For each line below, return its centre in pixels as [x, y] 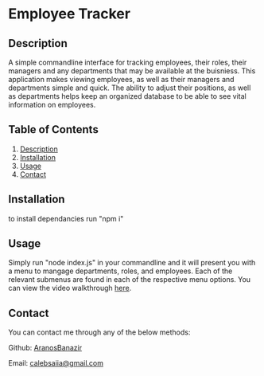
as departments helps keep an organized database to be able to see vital [127, 96]
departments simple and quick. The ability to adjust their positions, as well [130, 88]
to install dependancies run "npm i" [66, 218]
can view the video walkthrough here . [70, 288]
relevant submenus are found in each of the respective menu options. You [130, 280]
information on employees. [52, 105]
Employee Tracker [70, 14]
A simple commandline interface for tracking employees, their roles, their [128, 62]
